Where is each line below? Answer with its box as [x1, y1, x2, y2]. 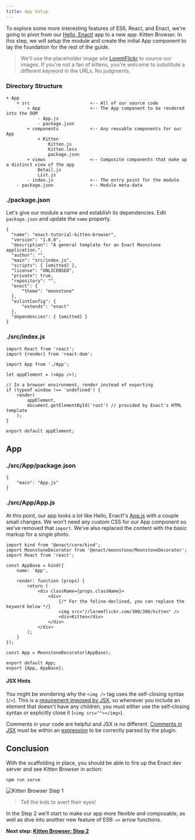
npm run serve [6, 777, 41, 783]
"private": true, [11, 273, 54, 279]
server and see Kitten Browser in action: [6, 766, 103, 773]
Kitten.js [47, 141, 72, 147]
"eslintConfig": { [11, 298, 57, 305]
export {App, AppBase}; [6, 665, 64, 671]
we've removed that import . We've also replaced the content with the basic [6, 524, 187, 531]
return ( [27, 583, 49, 589]
